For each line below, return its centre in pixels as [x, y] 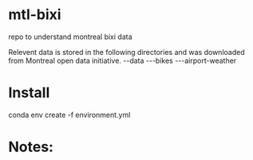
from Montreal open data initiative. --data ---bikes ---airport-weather [123, 60]
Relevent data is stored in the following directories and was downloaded [126, 52]
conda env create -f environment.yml [69, 115]
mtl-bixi [35, 15]
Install [29, 93]
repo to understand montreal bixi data [71, 37]
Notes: [31, 147]
